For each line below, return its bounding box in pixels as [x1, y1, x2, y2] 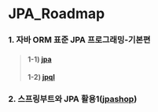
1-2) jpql [27, 73, 55, 82]
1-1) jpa [27, 54, 53, 64]
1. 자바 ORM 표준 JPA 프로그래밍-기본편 [8, 35, 151, 46]
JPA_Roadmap [8, 5, 105, 23]
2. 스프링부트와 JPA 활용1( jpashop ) [8, 94, 138, 105]
